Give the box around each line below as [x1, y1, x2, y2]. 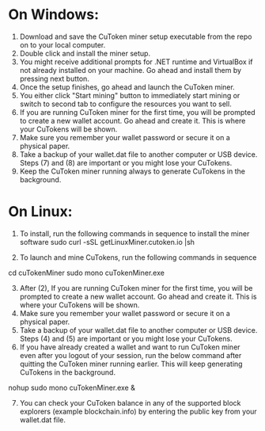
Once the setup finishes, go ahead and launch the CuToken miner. [19, 82, 235, 92]
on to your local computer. [19, 40, 106, 49]
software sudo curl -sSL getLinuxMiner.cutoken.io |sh [19, 237, 195, 246]
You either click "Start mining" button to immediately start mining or [19, 90, 240, 100]
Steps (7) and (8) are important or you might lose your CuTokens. [19, 158, 233, 167]
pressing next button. [19, 74, 89, 83]
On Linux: [8, 203, 73, 221]
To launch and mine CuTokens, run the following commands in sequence [19, 252, 257, 262]
